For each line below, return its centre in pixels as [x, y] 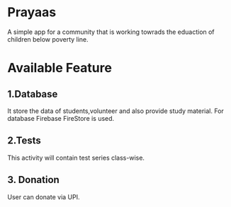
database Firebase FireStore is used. [61, 118]
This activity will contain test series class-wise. [76, 158]
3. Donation [34, 180]
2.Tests [24, 141]
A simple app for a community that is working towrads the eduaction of [111, 32]
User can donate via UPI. [44, 197]
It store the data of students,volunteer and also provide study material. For [116, 111]
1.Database [33, 94]
